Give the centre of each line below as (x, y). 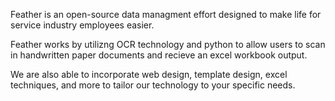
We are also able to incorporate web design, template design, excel (149, 74)
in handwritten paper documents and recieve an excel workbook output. (159, 55)
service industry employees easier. (82, 25)
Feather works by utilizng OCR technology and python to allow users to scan (168, 44)
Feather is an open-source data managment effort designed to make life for (166, 14)
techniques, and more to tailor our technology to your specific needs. (153, 85)
